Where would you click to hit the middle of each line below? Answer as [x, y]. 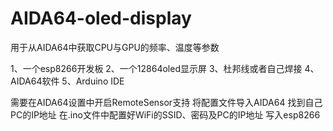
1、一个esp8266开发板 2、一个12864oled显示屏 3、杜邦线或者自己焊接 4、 [165, 68]
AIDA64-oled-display [101, 18]
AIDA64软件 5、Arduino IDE [67, 81]
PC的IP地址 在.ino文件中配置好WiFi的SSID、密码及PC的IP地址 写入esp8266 [165, 114]
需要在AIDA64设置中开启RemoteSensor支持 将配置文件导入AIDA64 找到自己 [166, 102]
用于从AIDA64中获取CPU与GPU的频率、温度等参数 [115, 47]
